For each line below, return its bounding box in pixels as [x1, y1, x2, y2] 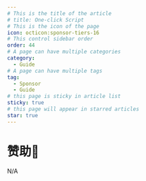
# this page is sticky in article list [7, 93, 121, 100]
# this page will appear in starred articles [7, 106, 139, 112]
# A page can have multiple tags [7, 67, 103, 74]
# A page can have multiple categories [7, 49, 121, 56]
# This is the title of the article [7, 10, 112, 17]
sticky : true [7, 99, 45, 106]
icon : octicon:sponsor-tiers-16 [7, 29, 99, 36]
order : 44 [7, 42, 36, 49]
